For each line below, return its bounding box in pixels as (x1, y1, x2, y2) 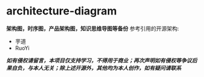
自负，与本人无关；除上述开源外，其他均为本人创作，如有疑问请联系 (11, 64, 182, 72)
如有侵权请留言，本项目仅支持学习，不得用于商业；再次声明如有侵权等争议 (6, 57, 192, 64)
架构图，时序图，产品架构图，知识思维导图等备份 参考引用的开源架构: (6, 25, 179, 32)
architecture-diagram (6, 4, 117, 18)
